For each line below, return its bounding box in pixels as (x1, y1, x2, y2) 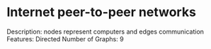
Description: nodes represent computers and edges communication (6, 27, 205, 36)
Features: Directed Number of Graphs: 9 (6, 34, 125, 43)
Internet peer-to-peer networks (6, 4, 196, 20)
